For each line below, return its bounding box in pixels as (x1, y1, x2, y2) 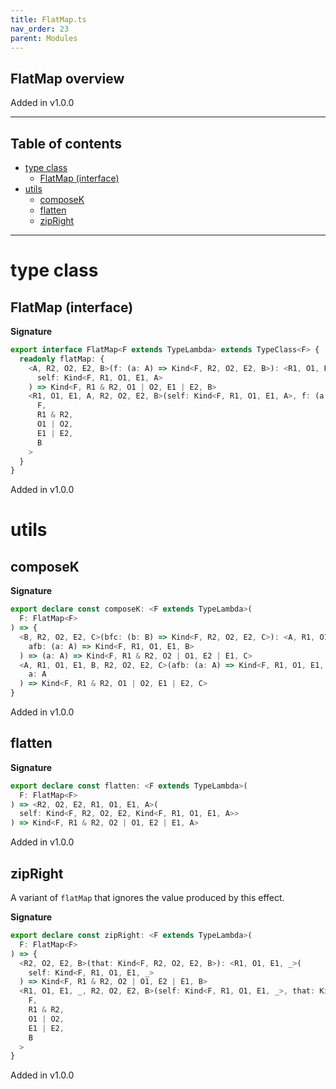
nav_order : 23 (10, 24, 70, 34)
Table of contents (10, 135, 122, 152)
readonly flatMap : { (19, 354, 105, 364)
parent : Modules (10, 33, 78, 43)
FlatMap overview (10, 70, 125, 87)
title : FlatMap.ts (10, 14, 87, 25)
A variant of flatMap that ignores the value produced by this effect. (10, 892, 285, 903)
